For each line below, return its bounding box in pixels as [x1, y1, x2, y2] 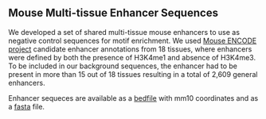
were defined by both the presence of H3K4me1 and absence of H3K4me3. [8, 52, 256, 62]
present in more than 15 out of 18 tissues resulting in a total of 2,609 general [8, 69, 258, 79]
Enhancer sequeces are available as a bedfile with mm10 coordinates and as [8, 93, 259, 102]
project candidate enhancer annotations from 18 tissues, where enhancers [8, 44, 252, 54]
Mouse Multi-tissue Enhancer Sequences [8, 6, 219, 20]
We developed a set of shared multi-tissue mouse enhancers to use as [8, 27, 241, 36]
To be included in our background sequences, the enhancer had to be [8, 61, 237, 71]
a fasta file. [8, 102, 45, 111]
